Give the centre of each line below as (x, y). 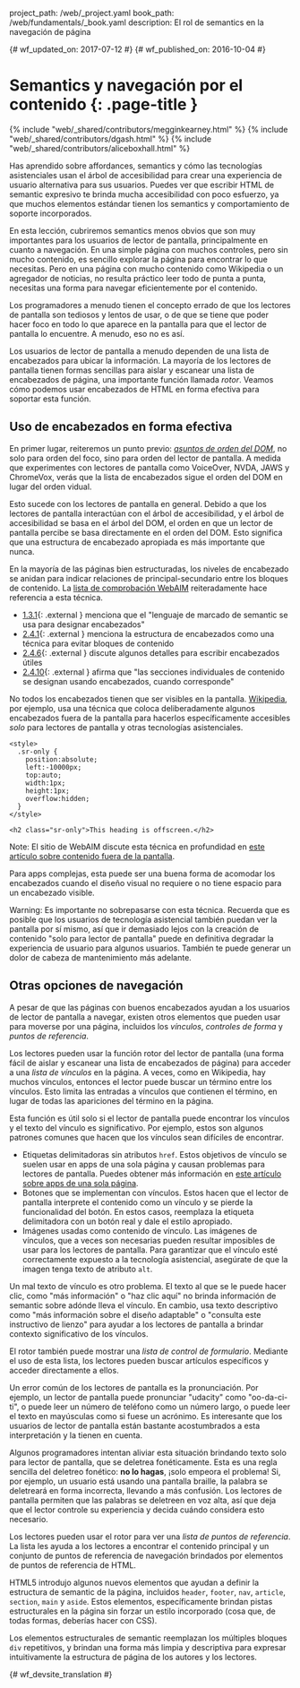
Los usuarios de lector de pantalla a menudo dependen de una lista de (139, 351)
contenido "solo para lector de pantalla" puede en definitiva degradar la (142, 938)
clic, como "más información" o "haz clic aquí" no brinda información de (143, 1296)
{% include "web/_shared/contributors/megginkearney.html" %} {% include (149, 129)
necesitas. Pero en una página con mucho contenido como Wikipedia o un (146, 269)
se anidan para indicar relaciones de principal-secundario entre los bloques (149, 578)
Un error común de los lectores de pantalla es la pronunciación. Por (134, 1387)
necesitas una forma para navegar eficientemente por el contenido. (133, 288)
